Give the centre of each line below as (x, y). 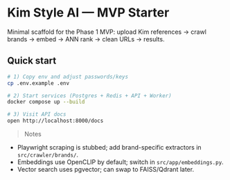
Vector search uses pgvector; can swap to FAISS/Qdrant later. (106, 169)
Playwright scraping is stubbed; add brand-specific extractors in (109, 147)
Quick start (32, 61)
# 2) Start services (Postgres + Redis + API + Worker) (89, 96)
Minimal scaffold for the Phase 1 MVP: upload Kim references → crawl (107, 32)
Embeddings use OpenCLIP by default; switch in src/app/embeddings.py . (120, 162)
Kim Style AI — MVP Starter (88, 13)
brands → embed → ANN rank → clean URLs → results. (86, 39)
